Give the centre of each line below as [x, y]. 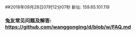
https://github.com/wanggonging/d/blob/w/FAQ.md [68, 27]
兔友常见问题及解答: [28, 21]
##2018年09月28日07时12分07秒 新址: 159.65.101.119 [57, 7]
